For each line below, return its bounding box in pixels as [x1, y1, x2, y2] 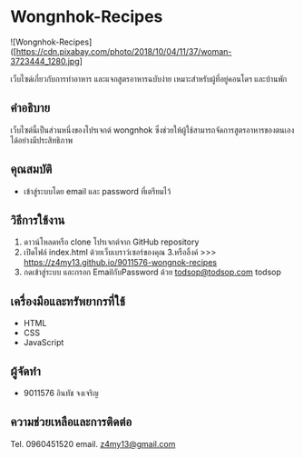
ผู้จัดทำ [10, 363, 42, 379]
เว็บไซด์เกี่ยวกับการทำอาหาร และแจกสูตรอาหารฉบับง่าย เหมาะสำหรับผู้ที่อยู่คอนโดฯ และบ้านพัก [10, 73, 288, 84]
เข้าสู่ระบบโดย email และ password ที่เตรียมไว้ [23, 185, 171, 196]
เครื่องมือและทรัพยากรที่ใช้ [10, 294, 126, 309]
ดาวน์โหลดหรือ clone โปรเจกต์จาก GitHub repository [23, 236, 200, 247]
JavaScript [23, 337, 64, 348]
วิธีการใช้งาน [10, 212, 65, 228]
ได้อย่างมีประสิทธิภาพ [10, 134, 73, 145]
